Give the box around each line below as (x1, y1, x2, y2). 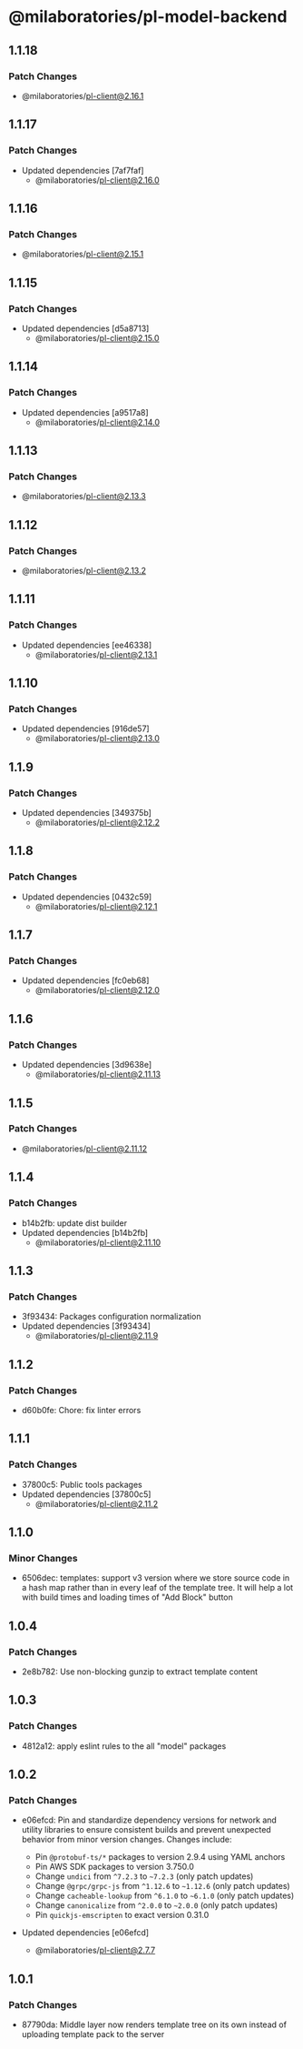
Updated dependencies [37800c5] (21, 1489, 151, 1500)
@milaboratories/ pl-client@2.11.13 (34, 1069, 161, 1080)
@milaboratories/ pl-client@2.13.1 (34, 648, 158, 660)
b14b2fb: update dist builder (21, 1217, 128, 1229)
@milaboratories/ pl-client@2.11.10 (34, 1237, 161, 1248)
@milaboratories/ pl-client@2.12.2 (34, 817, 161, 829)
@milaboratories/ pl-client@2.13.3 (21, 491, 146, 502)
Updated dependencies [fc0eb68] (21, 975, 150, 986)
